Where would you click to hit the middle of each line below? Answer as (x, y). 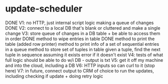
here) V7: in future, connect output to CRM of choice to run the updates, (80, 70)
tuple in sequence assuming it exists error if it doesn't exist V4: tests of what (84, 55)
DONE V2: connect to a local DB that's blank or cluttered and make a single (83, 28)
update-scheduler (44, 9)
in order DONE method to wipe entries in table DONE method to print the (80, 39)
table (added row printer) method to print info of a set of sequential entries (82, 44)
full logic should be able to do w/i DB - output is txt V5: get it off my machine (84, 60)
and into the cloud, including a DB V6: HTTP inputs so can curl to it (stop (80, 65)
